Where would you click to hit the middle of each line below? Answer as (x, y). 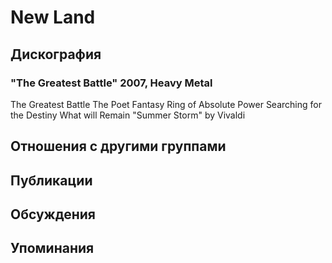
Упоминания (52, 248)
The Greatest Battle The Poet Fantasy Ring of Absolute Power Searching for (166, 104)
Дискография (56, 54)
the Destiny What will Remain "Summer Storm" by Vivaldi (128, 115)
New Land (53, 17)
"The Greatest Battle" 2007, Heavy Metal (111, 83)
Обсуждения (53, 214)
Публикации (51, 180)
